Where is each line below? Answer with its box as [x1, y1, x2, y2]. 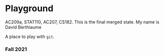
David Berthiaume [5, 24, 42, 30]
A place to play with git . [5, 34, 54, 39]
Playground [5, 3, 53, 14]
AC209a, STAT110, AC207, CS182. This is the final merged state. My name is [5, 19, 160, 25]
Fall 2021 [5, 46, 27, 53]
